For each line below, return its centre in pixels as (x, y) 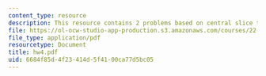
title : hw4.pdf (33, 52)
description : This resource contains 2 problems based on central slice (131, 23)
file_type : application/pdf (55, 38)
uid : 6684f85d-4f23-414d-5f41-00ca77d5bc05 (81, 60)
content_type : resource (47, 15)
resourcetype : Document (47, 45)
